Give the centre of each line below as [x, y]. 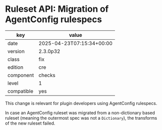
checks [47, 75]
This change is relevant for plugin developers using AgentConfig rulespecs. [81, 103]
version [16, 51]
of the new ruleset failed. [30, 123]
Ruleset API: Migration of [57, 9]
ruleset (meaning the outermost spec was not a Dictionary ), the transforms [81, 118]
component [21, 75]
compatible [20, 91]
